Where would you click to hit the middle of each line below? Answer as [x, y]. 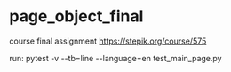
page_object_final [76, 16]
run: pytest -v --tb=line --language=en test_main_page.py [115, 58]
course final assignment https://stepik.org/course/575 [108, 41]
